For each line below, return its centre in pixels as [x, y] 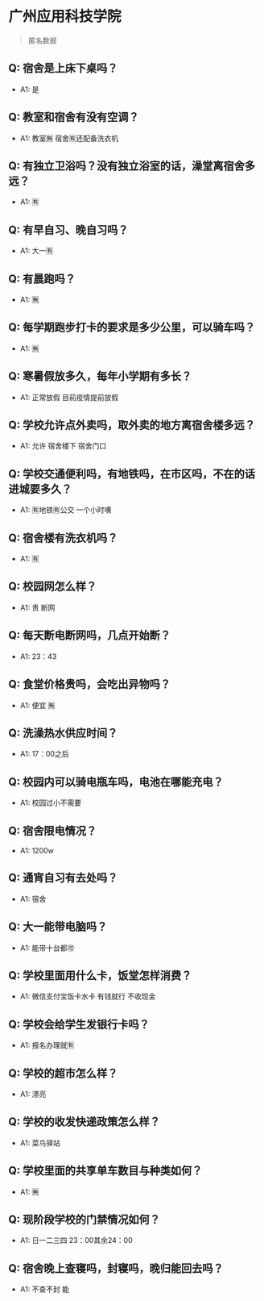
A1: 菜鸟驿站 [40, 1143]
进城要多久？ [40, 489]
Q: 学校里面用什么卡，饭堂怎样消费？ [100, 976]
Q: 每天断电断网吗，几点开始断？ [90, 635]
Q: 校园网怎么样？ [53, 587]
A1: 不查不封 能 [45, 1289]
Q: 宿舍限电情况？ [53, 830]
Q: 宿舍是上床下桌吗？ [63, 68]
